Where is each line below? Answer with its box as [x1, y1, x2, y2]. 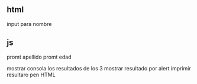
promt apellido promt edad [7, 53, 72, 60]
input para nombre [7, 20, 52, 27]
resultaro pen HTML [7, 71, 56, 78]
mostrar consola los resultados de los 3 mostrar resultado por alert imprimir [7, 64, 191, 72]
